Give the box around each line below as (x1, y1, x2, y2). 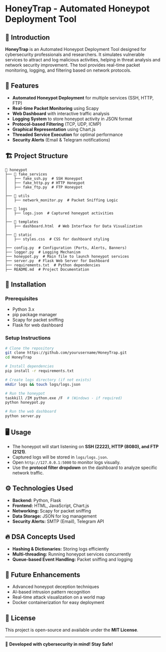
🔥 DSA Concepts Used (5, 533, 76, 541)
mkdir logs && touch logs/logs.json (5, 382, 81, 387)
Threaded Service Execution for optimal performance (12, 132, 123, 138)
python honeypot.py (5, 400, 45, 405)
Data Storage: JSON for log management (12, 513, 97, 519)
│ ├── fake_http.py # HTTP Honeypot (5, 180, 85, 186)
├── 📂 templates (5, 219, 39, 224)
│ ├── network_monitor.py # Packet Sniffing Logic (5, 197, 119, 203)
